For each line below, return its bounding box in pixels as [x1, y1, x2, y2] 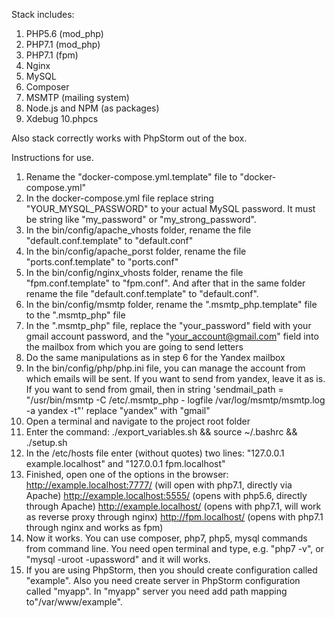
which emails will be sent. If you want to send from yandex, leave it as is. [25, 373, 326, 384]
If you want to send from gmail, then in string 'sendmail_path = [25, 384, 284, 395]
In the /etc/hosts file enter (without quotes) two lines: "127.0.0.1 [25, 447, 285, 459]
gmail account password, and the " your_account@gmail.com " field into [25, 330, 319, 342]
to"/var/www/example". [25, 596, 123, 608]
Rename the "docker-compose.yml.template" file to [25, 171, 238, 183]
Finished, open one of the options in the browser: [25, 469, 229, 480]
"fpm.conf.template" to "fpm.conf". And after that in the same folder [25, 277, 306, 289]
